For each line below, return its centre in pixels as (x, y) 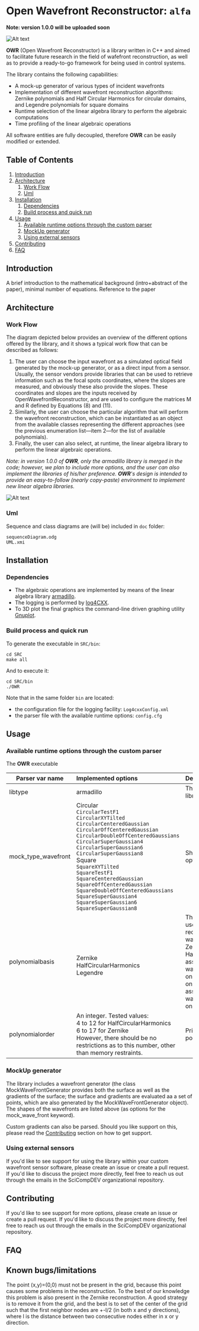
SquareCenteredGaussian (110, 879)
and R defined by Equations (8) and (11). (63, 406)
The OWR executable (32, 764)
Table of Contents (40, 160)
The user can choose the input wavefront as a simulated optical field (98, 361)
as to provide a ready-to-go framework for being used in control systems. (96, 63)
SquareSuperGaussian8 (107, 908)
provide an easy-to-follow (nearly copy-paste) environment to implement (96, 480)
